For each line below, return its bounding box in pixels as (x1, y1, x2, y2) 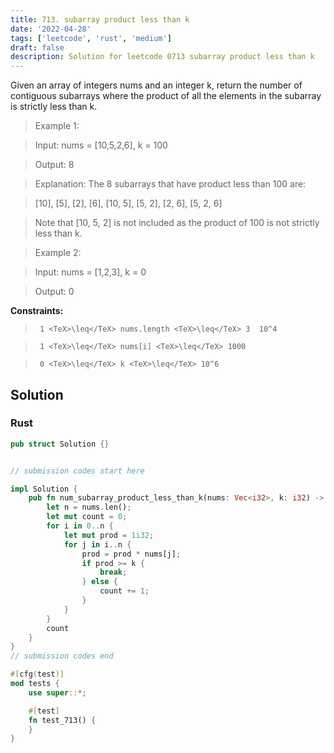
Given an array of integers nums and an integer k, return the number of (10, 79, 303, 91)
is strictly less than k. (10, 101, 98, 113)
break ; (99, 567, 128, 578)
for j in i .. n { (63, 539, 132, 550)
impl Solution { (10, 484, 78, 494)
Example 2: (34, 247, 82, 259)
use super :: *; (28, 687, 87, 698)
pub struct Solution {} (10, 439, 110, 449)
